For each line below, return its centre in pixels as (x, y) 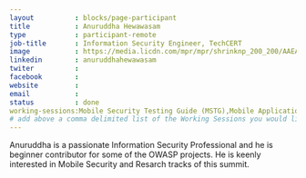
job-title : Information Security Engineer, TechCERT (126, 43)
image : (44, 52)
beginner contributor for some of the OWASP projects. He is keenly (135, 154)
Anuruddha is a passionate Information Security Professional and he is (141, 145)
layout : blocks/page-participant (93, 18)
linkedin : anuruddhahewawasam (83, 60)
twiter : (44, 69)
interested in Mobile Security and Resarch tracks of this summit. (130, 164)
